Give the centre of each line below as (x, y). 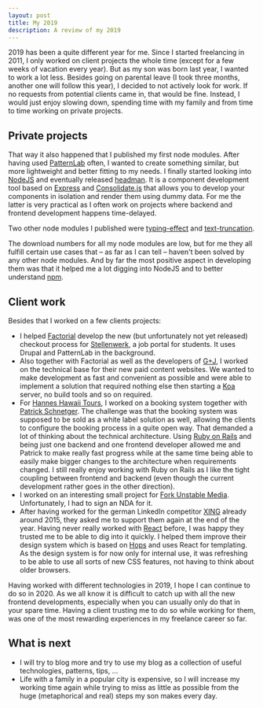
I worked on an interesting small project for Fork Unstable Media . (124, 495)
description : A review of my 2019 (65, 30)
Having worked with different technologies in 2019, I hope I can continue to (130, 585)
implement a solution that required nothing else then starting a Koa (127, 386)
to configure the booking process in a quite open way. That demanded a (136, 428)
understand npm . (36, 277)
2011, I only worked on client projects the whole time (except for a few (121, 61)
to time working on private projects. (66, 111)
